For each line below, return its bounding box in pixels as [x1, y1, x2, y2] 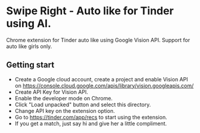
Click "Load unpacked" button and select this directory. [14, 101, 151, 108]
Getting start [6, 60, 55, 70]
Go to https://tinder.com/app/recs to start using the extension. [14, 113, 168, 121]
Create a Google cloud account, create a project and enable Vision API [14, 75, 189, 83]
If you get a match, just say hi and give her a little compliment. [14, 120, 167, 127]
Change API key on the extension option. [14, 107, 115, 114]
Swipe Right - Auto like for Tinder [6, 4, 174, 18]
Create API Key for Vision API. [14, 88, 88, 96]
